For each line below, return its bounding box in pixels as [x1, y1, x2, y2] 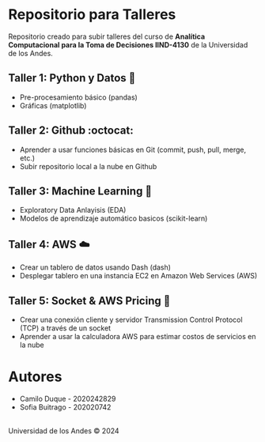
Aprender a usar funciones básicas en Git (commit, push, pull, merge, [19, 145, 247, 154]
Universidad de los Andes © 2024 [8, 425, 120, 436]
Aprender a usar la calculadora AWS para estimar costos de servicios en [19, 332, 256, 341]
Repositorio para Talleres [8, 6, 176, 24]
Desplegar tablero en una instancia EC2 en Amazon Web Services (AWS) [19, 271, 258, 281]
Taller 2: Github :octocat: [8, 124, 134, 138]
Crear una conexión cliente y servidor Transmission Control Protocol [19, 315, 243, 324]
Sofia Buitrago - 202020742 [19, 402, 112, 412]
